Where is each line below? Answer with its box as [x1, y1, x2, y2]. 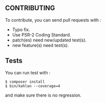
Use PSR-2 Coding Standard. [12, 32, 71, 37]
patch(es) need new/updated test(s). [12, 37, 87, 43]
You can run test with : [5, 69, 51, 75]
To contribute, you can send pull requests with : [5, 17, 102, 23]
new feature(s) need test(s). [12, 42, 69, 48]
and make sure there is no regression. [5, 92, 82, 98]
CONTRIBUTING [5, 4, 55, 12]
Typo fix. [12, 27, 30, 33]
